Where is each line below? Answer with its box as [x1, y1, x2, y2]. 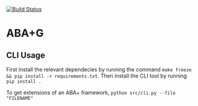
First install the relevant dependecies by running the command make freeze [6, 66, 192, 73]
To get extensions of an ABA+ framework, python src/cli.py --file [6, 89, 176, 96]
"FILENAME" [6, 95, 34, 101]
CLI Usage [6, 50, 46, 60]
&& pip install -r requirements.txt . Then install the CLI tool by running [6, 72, 187, 79]
